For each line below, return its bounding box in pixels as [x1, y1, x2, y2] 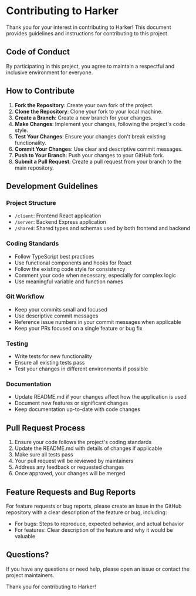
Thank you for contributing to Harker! [6, 583, 96, 590]
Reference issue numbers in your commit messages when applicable [14, 318, 182, 325]
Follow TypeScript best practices [14, 253, 94, 260]
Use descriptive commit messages [14, 312, 99, 319]
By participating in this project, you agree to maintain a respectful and [6, 62, 175, 69]
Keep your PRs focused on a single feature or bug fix [14, 325, 143, 332]
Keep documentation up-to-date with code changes [14, 406, 141, 413]
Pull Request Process [6, 423, 86, 433]
